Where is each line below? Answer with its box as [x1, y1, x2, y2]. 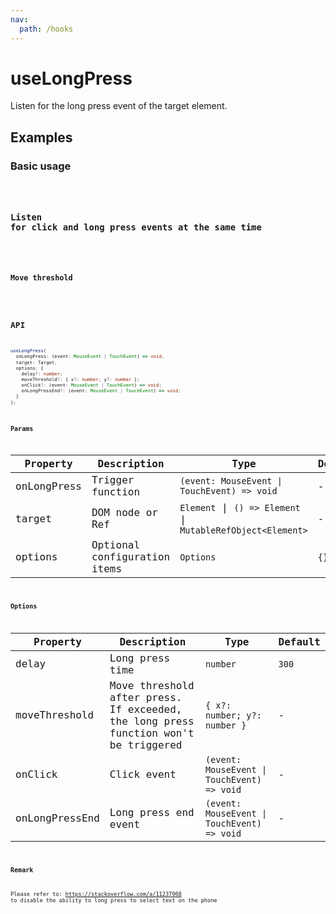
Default [278, 635, 321, 648]
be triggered [109, 738, 183, 751]
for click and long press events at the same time [10, 221, 262, 233]
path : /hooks [19, 24, 74, 34]
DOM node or [91, 506, 158, 520]
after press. [109, 691, 183, 704]
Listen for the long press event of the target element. [10, 100, 228, 112]
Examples [10, 129, 73, 146]
